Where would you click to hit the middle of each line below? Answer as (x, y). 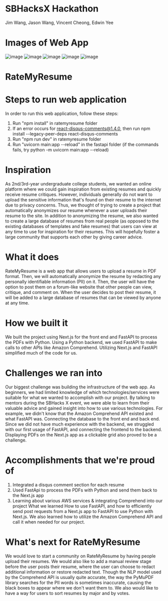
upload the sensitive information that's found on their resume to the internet (83, 199)
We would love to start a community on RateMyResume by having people (80, 556)
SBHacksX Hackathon (52, 9)
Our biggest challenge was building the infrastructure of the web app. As (80, 387)
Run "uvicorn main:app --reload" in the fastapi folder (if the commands (85, 144)
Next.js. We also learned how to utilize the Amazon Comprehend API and (87, 516)
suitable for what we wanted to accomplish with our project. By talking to (80, 397)
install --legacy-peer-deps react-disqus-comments (65, 134)
